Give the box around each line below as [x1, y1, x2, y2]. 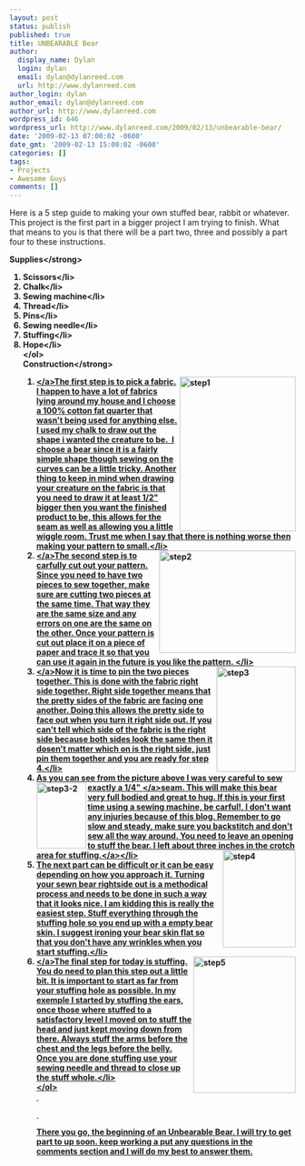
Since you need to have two [35, 569, 143, 580]
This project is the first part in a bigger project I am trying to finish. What [9, 217, 280, 228]
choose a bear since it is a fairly [35, 444, 159, 455]
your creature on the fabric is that [35, 483, 166, 494]
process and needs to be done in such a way [35, 889, 207, 900]
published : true [9, 30, 71, 39]
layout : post [9, 13, 59, 23]
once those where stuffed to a [35, 1004, 152, 1015]
